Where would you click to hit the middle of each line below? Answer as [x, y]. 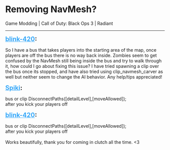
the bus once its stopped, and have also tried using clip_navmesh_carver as [84, 71]
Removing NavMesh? [51, 9]
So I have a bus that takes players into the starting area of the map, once [81, 50]
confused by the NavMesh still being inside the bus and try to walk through [83, 61]
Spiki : [14, 88]
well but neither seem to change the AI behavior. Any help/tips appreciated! [84, 77]
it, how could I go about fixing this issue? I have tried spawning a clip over [82, 66]
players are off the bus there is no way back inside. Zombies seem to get [81, 55]
